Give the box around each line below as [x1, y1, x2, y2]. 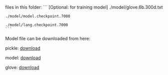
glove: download [5, 65, 39, 70]
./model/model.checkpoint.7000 [5, 14, 70, 19]
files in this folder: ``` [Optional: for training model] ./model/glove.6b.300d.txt [5, 4, 163, 10]
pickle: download [5, 45, 40, 51]
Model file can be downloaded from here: [5, 36, 91, 41]
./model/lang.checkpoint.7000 [5, 22, 68, 27]
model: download [5, 55, 41, 61]
